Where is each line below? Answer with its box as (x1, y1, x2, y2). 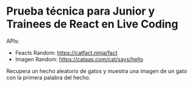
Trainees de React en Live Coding (6, 17, 178, 31)
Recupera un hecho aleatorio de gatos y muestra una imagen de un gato (6, 67, 188, 74)
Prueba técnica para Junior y (6, 4, 155, 18)
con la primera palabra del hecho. (6, 74, 91, 81)
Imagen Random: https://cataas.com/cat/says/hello (15, 55, 144, 63)
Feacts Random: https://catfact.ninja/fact (15, 49, 118, 56)
